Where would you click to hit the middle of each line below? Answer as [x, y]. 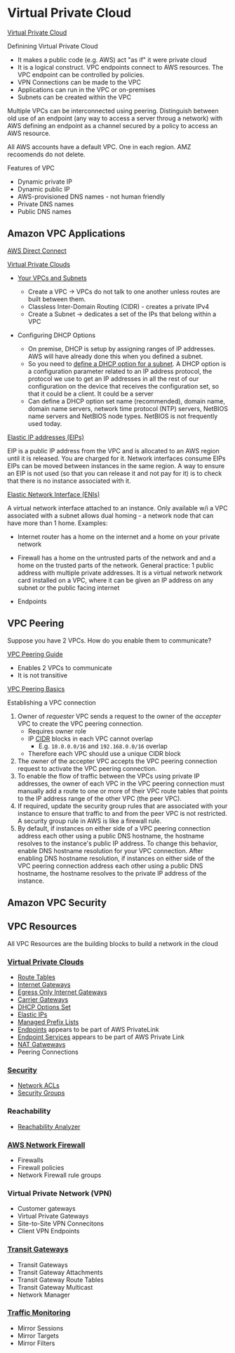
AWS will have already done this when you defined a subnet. [115, 356]
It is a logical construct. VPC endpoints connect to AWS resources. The [120, 67]
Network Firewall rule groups [59, 1175]
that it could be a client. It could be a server [91, 394]
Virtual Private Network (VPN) [60, 1193]
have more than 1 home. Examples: [58, 523]
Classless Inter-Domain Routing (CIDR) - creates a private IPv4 [119, 306]
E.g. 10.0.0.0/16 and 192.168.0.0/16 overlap [103, 746]
